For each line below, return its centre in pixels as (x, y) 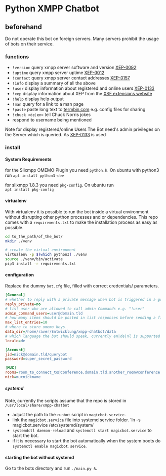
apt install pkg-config (30, 190)
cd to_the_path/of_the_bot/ (34, 237)
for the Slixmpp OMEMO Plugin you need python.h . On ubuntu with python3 (82, 170)
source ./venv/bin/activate (34, 259)
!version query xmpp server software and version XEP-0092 (74, 68)
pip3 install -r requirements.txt (41, 264)
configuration (20, 275)
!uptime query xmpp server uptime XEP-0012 (58, 73)
